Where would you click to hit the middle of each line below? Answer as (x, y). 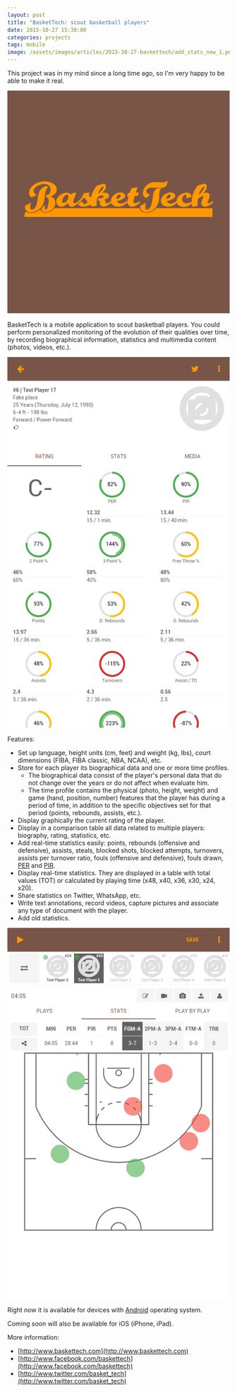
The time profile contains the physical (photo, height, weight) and (123, 790)
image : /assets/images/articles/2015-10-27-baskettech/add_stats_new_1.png (121, 52)
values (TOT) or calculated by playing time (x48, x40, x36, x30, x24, (116, 881)
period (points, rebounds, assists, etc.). (85, 813)
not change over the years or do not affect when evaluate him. (119, 783)
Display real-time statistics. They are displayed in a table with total (114, 873)
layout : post (26, 15)
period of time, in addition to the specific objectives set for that (120, 805)
